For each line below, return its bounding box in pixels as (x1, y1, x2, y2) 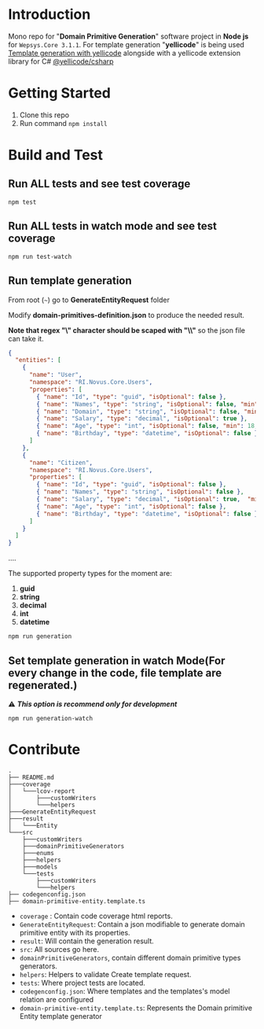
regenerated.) (8, 678, 78, 692)
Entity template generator (19, 1011, 102, 1020)
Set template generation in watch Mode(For (8, 654, 225, 667)
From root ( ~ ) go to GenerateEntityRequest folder (8, 295, 170, 304)
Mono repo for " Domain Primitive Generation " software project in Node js (8, 31, 249, 41)
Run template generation (8, 274, 132, 288)
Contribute (8, 741, 81, 758)
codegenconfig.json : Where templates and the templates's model (19, 986, 230, 996)
